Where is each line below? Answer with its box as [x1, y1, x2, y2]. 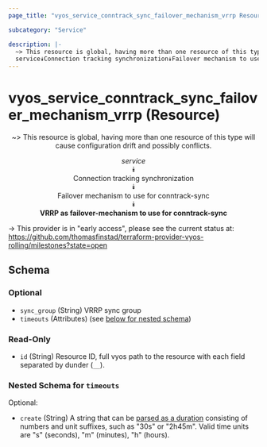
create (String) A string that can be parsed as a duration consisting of [19, 414, 248, 423]
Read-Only [8, 333, 52, 345]
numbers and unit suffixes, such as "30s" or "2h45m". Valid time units [19, 422, 249, 431]
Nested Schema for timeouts [8, 380, 120, 391]
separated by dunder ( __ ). [19, 360, 105, 370]
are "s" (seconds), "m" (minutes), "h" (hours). [19, 430, 170, 440]
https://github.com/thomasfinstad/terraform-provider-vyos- [8, 232, 204, 242]
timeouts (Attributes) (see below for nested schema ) [19, 314, 192, 323]
